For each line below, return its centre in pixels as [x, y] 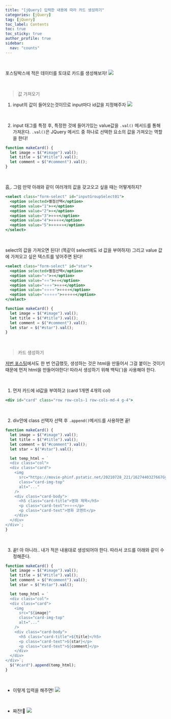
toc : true [16, 29]
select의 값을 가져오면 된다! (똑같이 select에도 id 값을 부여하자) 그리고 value [81, 250]
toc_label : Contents [27, 24]
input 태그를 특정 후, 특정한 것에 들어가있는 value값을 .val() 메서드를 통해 [87, 125]
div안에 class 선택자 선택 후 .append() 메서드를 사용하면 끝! [72, 420]
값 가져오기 [29, 94]
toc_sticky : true [24, 34]
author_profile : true [28, 39]
